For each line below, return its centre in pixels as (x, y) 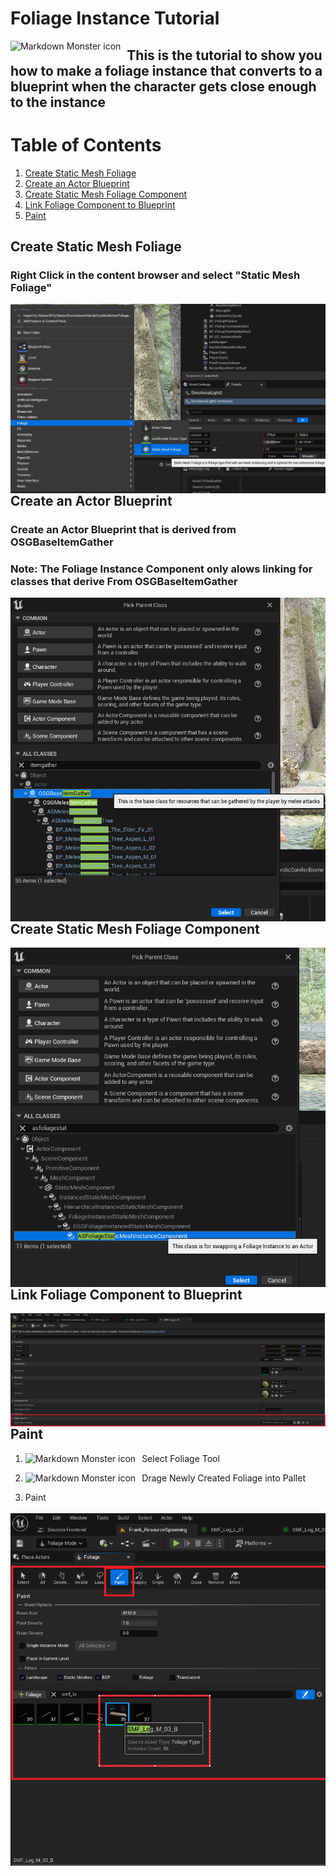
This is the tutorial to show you (224, 55)
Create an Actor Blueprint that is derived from (123, 529)
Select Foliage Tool (180, 1458)
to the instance (58, 102)
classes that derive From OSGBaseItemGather (124, 581)
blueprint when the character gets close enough (163, 86)
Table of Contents (86, 144)
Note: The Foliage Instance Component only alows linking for (161, 569)
